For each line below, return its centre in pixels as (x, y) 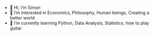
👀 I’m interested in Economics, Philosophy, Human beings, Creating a (79, 13)
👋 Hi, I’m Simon (25, 8)
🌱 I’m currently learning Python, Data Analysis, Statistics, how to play (79, 23)
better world (22, 18)
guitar (16, 28)
